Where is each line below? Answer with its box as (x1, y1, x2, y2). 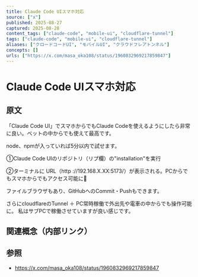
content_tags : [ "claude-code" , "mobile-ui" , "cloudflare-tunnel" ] (6, 31, 174, 37)
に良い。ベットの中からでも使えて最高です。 (6, 130, 114, 137)
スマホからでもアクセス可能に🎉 (11, 175, 87, 182)
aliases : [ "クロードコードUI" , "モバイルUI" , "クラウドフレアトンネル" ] (6, 42, 170, 48)
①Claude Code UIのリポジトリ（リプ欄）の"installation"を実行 (6, 154, 161, 162)
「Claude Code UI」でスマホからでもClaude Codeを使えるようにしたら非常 (6, 122, 191, 129)
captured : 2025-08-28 (6, 25, 60, 31)
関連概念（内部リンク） (6, 226, 92, 237)
